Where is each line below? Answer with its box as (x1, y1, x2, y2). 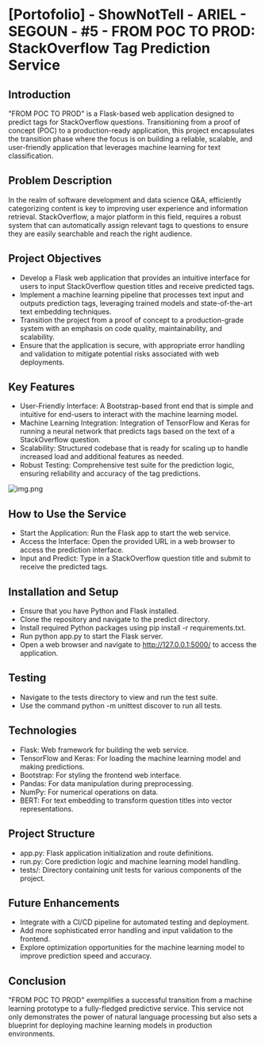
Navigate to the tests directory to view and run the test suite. (19, 692, 218, 702)
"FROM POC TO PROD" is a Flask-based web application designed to (8, 109, 235, 118)
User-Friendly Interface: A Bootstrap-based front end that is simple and (19, 401, 254, 411)
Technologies (8, 724, 78, 738)
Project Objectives (8, 252, 102, 265)
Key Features (8, 380, 75, 394)
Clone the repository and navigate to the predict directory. (19, 615, 210, 624)
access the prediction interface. (19, 546, 125, 555)
